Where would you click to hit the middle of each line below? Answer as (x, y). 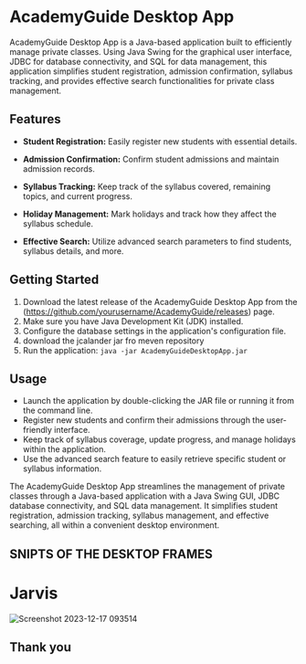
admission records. (59, 169)
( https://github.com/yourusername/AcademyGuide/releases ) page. (149, 311)
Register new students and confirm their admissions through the (143, 420)
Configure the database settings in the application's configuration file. (154, 331)
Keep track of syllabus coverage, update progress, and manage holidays (159, 439)
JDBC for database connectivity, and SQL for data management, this (138, 61)
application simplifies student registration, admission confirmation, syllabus (152, 71)
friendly (37, 430)
